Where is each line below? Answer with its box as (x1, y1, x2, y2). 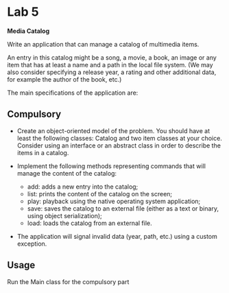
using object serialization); (27, 211, 103, 220)
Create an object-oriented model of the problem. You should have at (16, 126, 210, 134)
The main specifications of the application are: (7, 89, 138, 97)
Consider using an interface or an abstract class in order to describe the (16, 141, 221, 150)
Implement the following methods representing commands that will (16, 162, 206, 170)
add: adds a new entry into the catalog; (27, 183, 138, 191)
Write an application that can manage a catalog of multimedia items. (7, 40, 200, 48)
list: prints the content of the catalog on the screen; (27, 189, 173, 198)
